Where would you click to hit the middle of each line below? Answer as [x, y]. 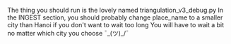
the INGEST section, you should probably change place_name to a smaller [115, 17]
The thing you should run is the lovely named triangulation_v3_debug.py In [115, 10]
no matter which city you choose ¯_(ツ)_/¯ [68, 33]
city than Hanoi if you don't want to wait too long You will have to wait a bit [116, 25]
